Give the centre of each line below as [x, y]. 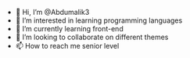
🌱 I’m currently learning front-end [69, 29]
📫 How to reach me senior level [67, 46]
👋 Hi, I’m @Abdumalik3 [52, 12]
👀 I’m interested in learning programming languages [99, 20]
